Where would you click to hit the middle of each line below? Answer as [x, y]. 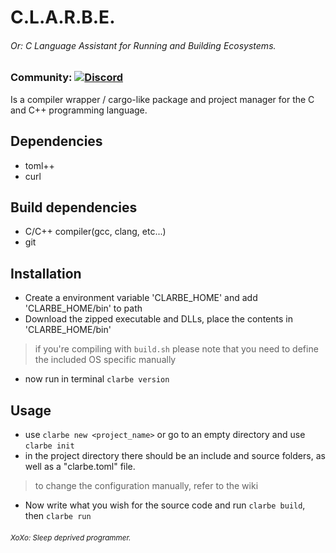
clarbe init [49, 446]
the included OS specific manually [105, 360]
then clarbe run [58, 516]
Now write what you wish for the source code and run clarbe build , [165, 505]
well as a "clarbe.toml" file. [80, 467]
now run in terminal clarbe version [97, 379]
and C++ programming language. [79, 110]
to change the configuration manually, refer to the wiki [146, 486]
